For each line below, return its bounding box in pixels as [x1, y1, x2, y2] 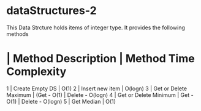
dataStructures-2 [6, 4, 97, 18]
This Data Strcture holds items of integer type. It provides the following [6, 24, 186, 31]
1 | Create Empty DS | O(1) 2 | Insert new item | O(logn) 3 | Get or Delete [6, 85, 188, 92]
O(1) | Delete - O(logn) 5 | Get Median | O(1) [6, 98, 116, 105]
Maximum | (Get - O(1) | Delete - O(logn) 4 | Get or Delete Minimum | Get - [6, 91, 194, 98]
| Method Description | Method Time [6, 52, 195, 66]
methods [6, 30, 29, 37]
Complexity [6, 65, 67, 79]
